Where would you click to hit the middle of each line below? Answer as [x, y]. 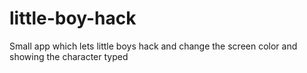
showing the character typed [69, 56]
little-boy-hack [73, 18]
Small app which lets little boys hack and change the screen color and [153, 46]
